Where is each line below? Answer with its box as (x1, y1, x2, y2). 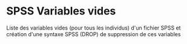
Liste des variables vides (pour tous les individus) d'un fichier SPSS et (6, 24, 181, 31)
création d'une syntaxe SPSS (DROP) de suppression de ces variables (6, 30, 181, 37)
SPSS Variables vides (6, 4, 116, 18)
